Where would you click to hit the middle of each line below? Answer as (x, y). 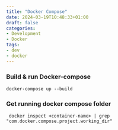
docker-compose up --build (39, 89)
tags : (13, 45)
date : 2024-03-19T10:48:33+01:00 (47, 17)
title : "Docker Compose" (37, 12)
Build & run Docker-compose (48, 77)
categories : (21, 28)
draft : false (22, 23)
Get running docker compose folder (59, 103)
